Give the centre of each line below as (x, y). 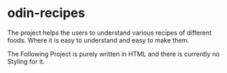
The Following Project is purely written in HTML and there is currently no (114, 54)
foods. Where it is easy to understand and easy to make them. (99, 40)
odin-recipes (46, 13)
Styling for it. (26, 61)
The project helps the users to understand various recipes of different (110, 33)
